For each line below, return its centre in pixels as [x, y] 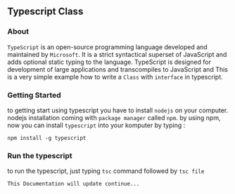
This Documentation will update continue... [74, 184]
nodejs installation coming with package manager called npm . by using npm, [114, 117]
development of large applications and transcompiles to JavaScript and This [118, 69]
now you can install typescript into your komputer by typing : [96, 125]
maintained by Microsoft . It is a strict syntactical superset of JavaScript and [117, 54]
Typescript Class [45, 12]
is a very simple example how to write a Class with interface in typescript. [115, 77]
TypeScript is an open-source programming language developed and [107, 47]
